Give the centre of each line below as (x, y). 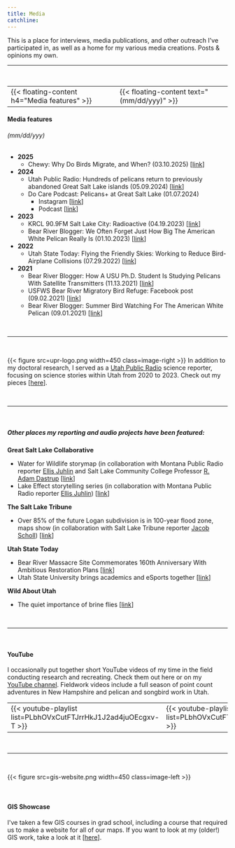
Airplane (40, 261)
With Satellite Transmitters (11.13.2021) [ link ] (91, 284)
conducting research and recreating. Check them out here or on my (105, 677)
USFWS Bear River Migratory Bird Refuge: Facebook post (111, 291)
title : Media (26, 14)
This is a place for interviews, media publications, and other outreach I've (113, 40)
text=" (198, 92)
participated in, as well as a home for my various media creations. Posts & (114, 48)
